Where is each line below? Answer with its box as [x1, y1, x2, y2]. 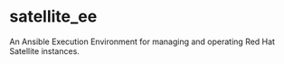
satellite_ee [9, 6, 98, 27]
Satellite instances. [9, 45, 80, 56]
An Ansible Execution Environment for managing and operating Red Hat [9, 36, 276, 47]
